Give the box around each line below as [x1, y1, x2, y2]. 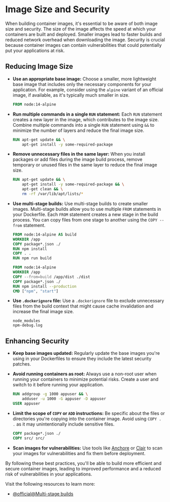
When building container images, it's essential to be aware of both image [5, 20, 158, 26]
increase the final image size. [12, 309, 74, 315]
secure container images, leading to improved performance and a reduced [5, 465, 161, 471]
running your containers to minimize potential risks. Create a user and [12, 376, 159, 382]
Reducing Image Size [5, 62, 74, 71]
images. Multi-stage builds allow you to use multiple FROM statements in [12, 206, 161, 212]
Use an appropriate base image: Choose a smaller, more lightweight [12, 75, 156, 82]
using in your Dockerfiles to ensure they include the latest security [12, 355, 152, 362]
